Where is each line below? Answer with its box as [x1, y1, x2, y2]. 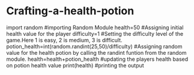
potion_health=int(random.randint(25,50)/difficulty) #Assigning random [6, 43, 183, 50]
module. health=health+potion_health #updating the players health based [6, 55, 189, 62]
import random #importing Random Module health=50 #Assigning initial [6, 24, 184, 31]
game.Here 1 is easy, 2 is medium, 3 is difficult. [6, 36, 123, 43]
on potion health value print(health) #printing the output [6, 61, 144, 69]
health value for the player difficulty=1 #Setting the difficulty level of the [6, 30, 184, 37]
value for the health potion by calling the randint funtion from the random [6, 49, 187, 56]
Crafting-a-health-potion [6, 4, 135, 18]
